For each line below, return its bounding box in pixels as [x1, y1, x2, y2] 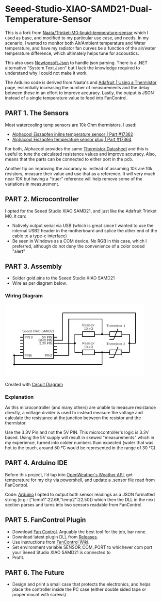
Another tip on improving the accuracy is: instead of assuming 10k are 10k [5, 165, 153, 171]
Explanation [5, 393, 34, 400]
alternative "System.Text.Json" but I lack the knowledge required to [5, 65, 140, 71]
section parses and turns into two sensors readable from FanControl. [5, 502, 143, 507]
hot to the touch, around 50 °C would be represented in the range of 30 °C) [5, 445, 156, 451]
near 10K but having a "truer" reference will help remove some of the [5, 176, 143, 181]
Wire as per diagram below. [12, 280, 67, 286]
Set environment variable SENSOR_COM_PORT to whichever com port [12, 544, 153, 550]
